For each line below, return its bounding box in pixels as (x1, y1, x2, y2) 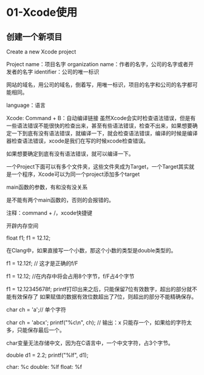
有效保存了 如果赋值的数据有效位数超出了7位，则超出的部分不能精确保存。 (11, 293, 197, 300)
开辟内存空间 (6, 222, 38, 229)
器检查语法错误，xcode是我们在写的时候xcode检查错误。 (6, 137, 149, 144)
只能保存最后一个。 (16, 326, 65, 334)
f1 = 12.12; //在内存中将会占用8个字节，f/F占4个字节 (6, 272, 135, 280)
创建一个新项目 (6, 32, 63, 42)
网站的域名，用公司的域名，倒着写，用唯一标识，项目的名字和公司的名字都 (6, 81, 192, 88)
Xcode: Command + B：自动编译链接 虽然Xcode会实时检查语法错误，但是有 (6, 115, 196, 121)
